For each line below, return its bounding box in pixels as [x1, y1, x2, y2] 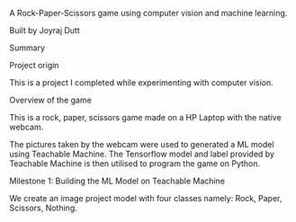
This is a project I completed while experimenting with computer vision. [9, 77, 274, 88]
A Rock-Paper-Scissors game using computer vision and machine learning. [9, 8, 288, 18]
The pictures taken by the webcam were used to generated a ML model [9, 139, 274, 149]
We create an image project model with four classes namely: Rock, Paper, [9, 193, 283, 203]
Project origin [9, 60, 59, 70]
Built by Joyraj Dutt [9, 25, 81, 35]
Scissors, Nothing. [9, 202, 78, 213]
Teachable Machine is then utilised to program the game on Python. [9, 158, 261, 169]
